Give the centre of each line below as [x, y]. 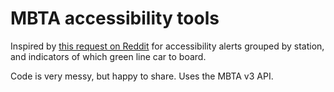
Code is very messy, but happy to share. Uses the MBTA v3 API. [142, 76]
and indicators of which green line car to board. [108, 56]
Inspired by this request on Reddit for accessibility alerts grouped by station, [167, 46]
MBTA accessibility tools [115, 18]
